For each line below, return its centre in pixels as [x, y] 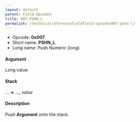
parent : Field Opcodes [28, 14]
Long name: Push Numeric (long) [46, 48]
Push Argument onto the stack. [37, 114]
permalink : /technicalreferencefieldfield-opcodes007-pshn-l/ [70, 23]
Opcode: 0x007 [29, 37]
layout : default [22, 10]
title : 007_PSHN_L [24, 19]
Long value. [17, 70]
